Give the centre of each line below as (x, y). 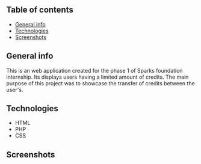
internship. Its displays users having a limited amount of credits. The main (97, 77)
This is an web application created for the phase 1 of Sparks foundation (94, 70)
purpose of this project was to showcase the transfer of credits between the (101, 83)
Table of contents (40, 10)
